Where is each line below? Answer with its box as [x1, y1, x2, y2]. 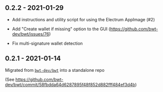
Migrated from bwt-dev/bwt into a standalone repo [5, 67, 105, 73]
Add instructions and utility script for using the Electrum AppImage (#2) [12, 16, 155, 22]
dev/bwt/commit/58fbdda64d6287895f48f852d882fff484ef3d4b [5, 81, 135, 87]
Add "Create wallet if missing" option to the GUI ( [12, 26, 111, 32]
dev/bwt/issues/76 [12, 31, 49, 37]
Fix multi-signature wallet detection [12, 40, 83, 46]
